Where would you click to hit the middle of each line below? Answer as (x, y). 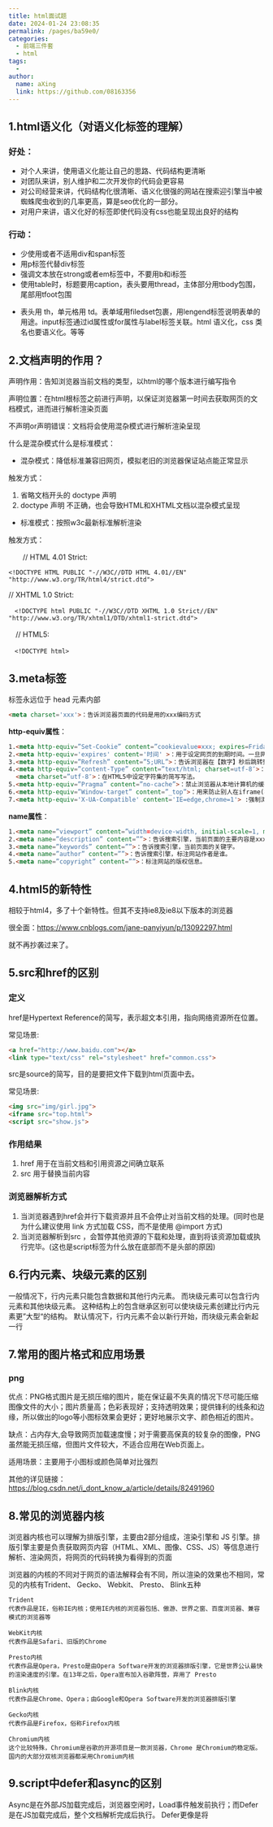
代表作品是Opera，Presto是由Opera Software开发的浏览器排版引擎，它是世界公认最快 (136, 1666)
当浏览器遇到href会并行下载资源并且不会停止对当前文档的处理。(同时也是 (142, 1216)
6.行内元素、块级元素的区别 (78, 1275)
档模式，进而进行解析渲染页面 (58, 409)
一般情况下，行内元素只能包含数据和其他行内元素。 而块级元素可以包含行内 (134, 1296)
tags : (17, 62)
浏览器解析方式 (38, 1197)
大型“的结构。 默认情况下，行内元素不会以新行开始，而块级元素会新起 (142, 1316)
